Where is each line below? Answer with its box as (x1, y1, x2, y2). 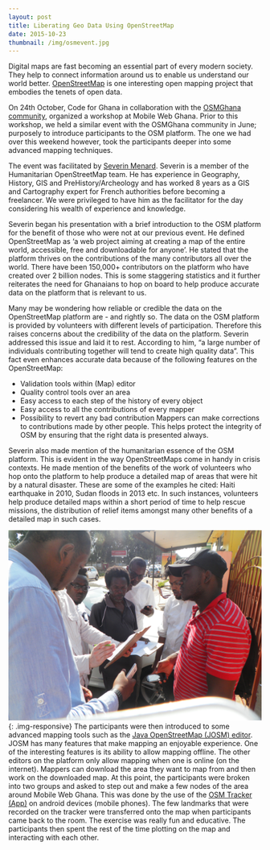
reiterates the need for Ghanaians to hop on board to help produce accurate (8, 279, 260, 289)
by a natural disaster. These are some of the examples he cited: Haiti (8, 480, 235, 490)
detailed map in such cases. (8, 514, 101, 524)
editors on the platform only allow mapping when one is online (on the (8, 756, 239, 765)
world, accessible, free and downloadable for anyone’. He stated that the (8, 246, 249, 255)
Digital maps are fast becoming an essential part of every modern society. (8, 61, 253, 72)
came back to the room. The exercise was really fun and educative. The (8, 815, 247, 825)
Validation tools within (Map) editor (19, 379, 137, 389)
